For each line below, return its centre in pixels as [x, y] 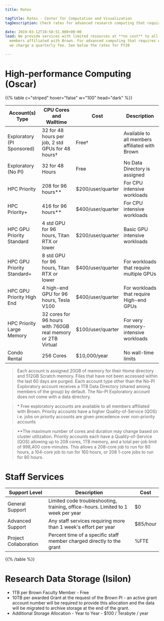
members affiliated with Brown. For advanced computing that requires [83, 41]
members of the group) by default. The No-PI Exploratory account [83, 391]
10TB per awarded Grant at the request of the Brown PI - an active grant [84, 598]
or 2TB [50, 339]
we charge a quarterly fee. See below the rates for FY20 [70, 45]
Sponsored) [21, 149]
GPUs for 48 [56, 149]
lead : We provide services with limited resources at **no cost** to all [82, 36]
